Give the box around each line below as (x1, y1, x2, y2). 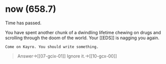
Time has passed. (5, 20, 42, 26)
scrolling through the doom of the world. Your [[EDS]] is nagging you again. (5, 35, 160, 41)
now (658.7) (5, 3, 56, 15)
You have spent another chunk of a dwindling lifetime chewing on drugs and (5, 29, 162, 35)
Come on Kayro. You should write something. (5, 44, 99, 49)
